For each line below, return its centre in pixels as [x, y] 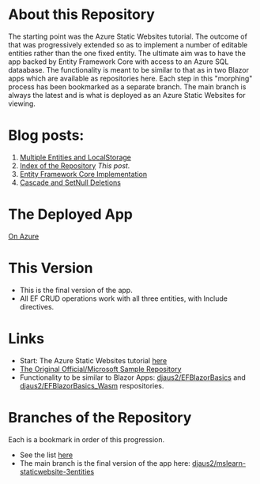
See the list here [46, 455]
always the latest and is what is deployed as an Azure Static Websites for [127, 95]
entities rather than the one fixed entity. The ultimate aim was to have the [127, 53]
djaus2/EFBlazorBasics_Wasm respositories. [92, 385]
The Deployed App [70, 214]
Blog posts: [46, 135]
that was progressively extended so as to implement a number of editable [128, 44]
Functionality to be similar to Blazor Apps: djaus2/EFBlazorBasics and [133, 377]
